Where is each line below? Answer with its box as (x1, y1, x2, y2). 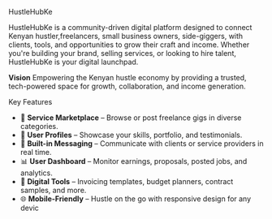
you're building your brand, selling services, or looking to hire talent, (8, 49, 237, 58)
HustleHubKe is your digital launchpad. (8, 57, 139, 67)
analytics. (19, 168, 53, 178)
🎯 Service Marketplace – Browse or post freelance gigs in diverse (19, 113, 242, 122)
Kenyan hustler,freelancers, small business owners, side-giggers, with (8, 32, 244, 41)
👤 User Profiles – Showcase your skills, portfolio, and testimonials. (19, 130, 243, 140)
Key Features (8, 97, 53, 106)
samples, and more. (19, 186, 87, 195)
